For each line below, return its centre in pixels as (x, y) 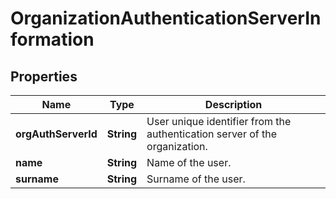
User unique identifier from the (219, 121)
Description (233, 104)
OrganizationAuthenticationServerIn (166, 18)
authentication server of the (212, 134)
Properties (44, 76)
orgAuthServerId (56, 134)
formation (52, 39)
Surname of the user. (196, 179)
